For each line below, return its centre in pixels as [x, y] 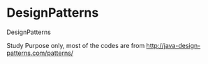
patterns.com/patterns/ [40, 53]
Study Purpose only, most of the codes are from [76, 45]
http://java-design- [173, 45]
